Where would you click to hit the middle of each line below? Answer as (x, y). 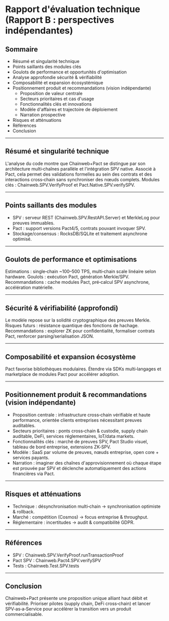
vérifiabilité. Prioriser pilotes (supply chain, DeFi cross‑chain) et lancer (78, 604)
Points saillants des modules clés (47, 67)
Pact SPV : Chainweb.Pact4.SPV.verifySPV (57, 560)
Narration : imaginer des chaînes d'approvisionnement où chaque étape (87, 463)
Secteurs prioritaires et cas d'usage (57, 99)
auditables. (24, 425)
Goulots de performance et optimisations (71, 259)
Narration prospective (43, 115)
